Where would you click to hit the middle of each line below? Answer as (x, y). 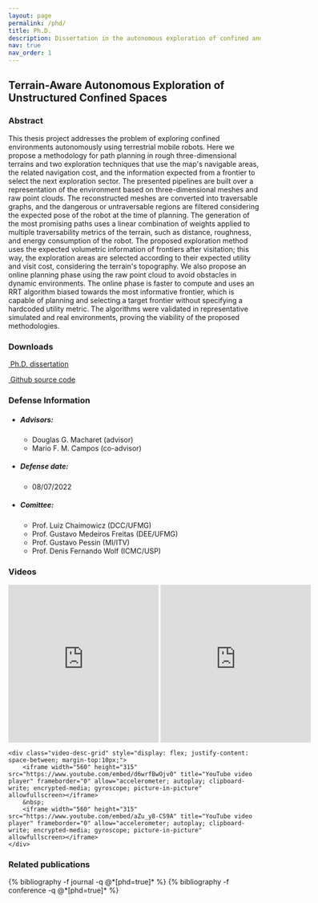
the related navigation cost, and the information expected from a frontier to (132, 172)
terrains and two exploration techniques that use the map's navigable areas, (133, 164)
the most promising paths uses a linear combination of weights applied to (129, 223)
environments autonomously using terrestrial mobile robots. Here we (121, 147)
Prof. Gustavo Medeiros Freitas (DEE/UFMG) (105, 533)
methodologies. (34, 326)
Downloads (31, 346)
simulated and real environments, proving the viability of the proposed (124, 317)
